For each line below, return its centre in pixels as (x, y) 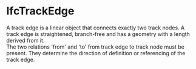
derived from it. (25, 40)
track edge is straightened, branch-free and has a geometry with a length (98, 34)
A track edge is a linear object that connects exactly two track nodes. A (96, 28)
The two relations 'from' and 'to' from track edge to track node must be (96, 47)
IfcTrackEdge (40, 11)
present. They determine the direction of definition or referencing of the (96, 53)
